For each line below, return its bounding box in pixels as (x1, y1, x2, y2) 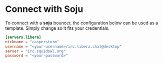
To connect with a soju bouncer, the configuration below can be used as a (5, 20, 158, 26)
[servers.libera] (5, 35, 41, 40)
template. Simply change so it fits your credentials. (5, 25, 110, 31)
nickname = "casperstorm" (5, 39, 59, 44)
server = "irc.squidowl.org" (5, 49, 66, 54)
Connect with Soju (5, 3, 83, 15)
